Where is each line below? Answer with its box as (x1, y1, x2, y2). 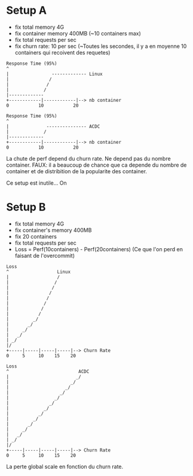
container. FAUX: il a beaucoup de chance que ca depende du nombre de (6, 161, 187, 168)
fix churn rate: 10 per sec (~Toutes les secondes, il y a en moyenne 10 (14, 43, 187, 50)
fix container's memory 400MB (14, 226, 92, 234)
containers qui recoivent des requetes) (14, 49, 111, 56)
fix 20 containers (14, 233, 57, 240)
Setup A (6, 4, 47, 17)
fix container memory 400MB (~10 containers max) (14, 29, 142, 37)
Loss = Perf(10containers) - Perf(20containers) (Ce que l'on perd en (14, 245, 183, 252)
